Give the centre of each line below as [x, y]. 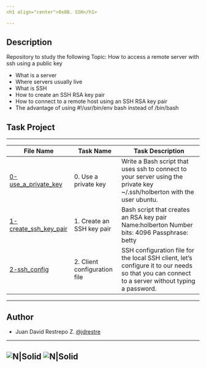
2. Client [86, 262]
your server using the [152, 177]
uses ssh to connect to [154, 169]
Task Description [159, 151]
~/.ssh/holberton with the [158, 192]
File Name [39, 151]
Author [20, 317]
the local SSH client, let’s [157, 258]
